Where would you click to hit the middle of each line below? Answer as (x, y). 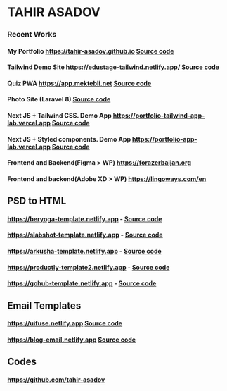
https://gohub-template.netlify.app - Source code (82, 283)
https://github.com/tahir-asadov (56, 379)
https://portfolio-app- (165, 139)
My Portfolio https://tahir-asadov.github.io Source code (91, 51)
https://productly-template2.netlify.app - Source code (89, 267)
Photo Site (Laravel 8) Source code (59, 99)
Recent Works (32, 35)
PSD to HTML (37, 201)
